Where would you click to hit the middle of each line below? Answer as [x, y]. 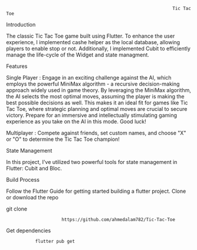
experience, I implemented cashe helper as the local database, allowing [93, 42]
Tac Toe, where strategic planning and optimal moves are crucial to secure [97, 109]
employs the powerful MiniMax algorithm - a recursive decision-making [93, 84]
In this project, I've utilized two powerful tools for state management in [92, 162]
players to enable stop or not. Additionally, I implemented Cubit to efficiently [98, 48]
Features [17, 66]
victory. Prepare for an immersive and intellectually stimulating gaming [92, 115]
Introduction [21, 24]
